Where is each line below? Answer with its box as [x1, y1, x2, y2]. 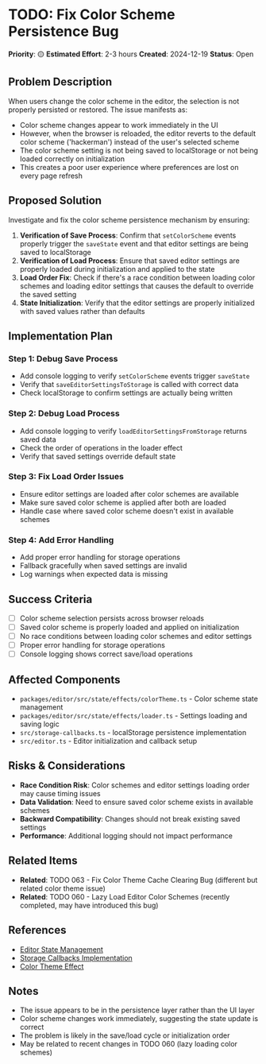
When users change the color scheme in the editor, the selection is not [8, 96, 240, 106]
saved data [19, 435, 57, 444]
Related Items [8, 854, 78, 868]
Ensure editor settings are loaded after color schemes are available [19, 489, 240, 498]
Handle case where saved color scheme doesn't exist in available [19, 506, 234, 516]
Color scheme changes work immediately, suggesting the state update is [19, 1014, 259, 1023]
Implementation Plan [8, 329, 114, 342]
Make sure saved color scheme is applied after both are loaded [19, 497, 226, 507]
